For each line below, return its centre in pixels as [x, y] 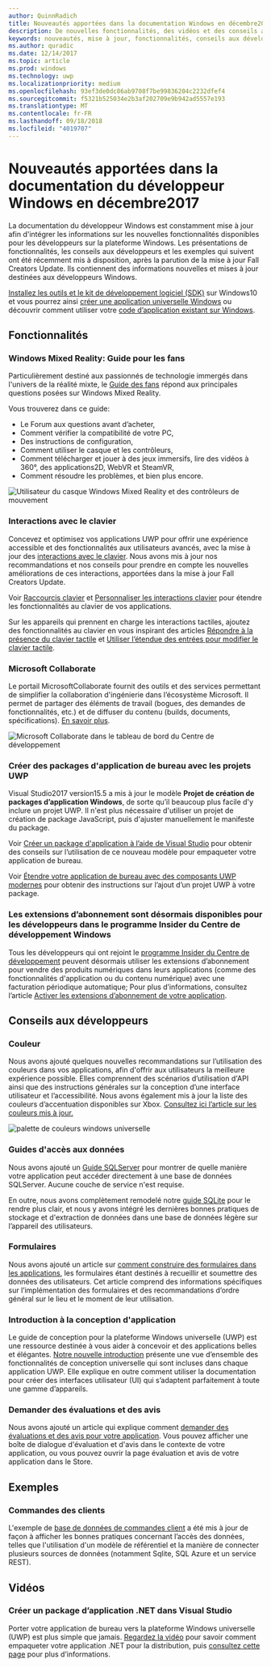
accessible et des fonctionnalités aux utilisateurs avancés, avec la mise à [130, 548]
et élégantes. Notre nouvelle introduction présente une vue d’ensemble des [133, 1355]
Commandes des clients [57, 1510]
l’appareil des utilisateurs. [51, 1225]
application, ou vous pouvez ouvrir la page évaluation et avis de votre [124, 1453]
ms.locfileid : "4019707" [50, 129]
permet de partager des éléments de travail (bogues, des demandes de [127, 703]
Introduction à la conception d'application [92, 1319]
